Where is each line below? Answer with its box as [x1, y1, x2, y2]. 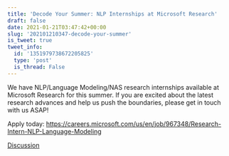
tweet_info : [7, 43, 43, 51]
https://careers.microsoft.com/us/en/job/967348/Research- [46, 119, 222, 128]
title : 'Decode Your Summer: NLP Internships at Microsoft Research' [7, 10, 218, 18]
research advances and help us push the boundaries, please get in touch [7, 98, 222, 107]
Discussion [7, 140, 40, 150]
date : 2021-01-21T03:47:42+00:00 [7, 24, 107, 31]
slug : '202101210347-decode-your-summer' [7, 30, 132, 38]
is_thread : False [14, 63, 65, 71]
